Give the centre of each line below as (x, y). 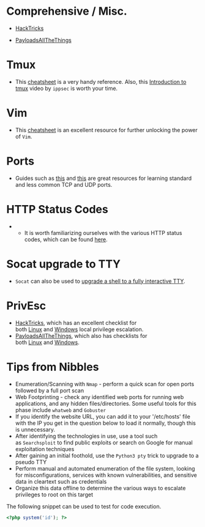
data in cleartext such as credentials (61, 481)
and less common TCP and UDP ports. (64, 184)
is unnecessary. (35, 429)
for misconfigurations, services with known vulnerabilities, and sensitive (106, 475)
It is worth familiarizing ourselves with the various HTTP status (103, 233)
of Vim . (24, 136)
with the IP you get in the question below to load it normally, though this (106, 423)
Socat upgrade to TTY (64, 264)
